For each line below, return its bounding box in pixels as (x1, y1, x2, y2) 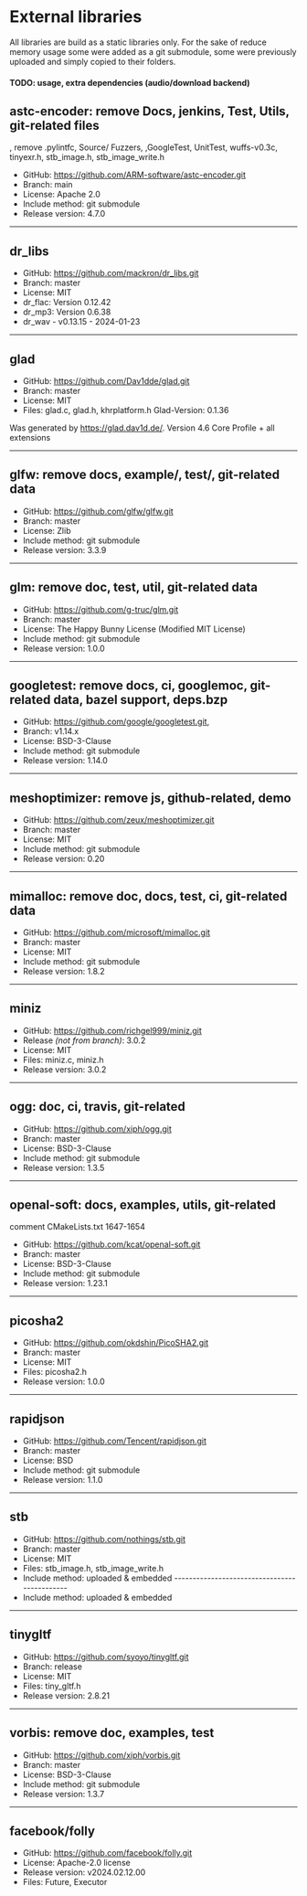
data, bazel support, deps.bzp (53, 692, 228, 708)
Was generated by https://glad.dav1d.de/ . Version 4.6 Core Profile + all (9, 422, 276, 433)
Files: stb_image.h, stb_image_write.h (22, 1562, 164, 1573)
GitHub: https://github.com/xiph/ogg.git (22, 1123, 172, 1134)
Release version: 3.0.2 (22, 1063, 107, 1075)
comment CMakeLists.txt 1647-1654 (9, 1221, 146, 1232)
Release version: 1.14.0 (22, 755, 108, 766)
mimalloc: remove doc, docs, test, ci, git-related (9, 889, 288, 904)
